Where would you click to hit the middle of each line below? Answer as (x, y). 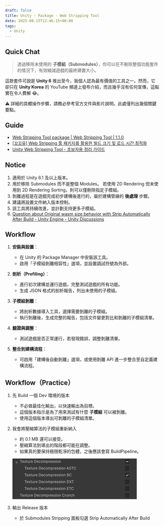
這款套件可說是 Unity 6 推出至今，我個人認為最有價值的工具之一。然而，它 (80, 81)
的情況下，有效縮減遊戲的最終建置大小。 (58, 70)
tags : (11, 26)
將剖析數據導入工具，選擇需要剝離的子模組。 (65, 311)
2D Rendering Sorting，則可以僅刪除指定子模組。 (71, 190)
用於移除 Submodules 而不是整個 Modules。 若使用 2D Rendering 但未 (83, 184)
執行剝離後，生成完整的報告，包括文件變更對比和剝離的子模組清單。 (88, 318)
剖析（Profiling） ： (31, 274)
